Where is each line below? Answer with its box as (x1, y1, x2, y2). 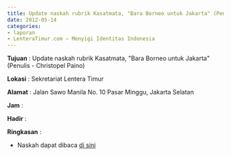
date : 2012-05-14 (7, 16, 57, 23)
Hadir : (7, 114, 27, 123)
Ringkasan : (7, 128, 42, 136)
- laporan (7, 29, 36, 36)
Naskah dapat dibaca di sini (16, 141, 96, 149)
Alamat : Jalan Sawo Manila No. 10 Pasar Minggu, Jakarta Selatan (7, 88, 195, 96)
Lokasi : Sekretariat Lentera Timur (7, 75, 104, 83)
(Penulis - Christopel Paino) (7, 62, 85, 70)
